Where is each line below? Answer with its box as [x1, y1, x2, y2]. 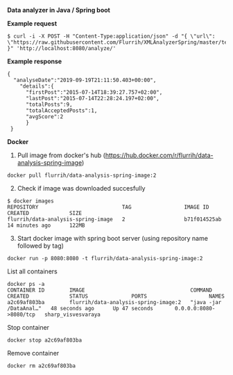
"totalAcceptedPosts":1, [25, 107, 98, 114]
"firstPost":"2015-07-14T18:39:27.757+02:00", [25, 89, 163, 96]
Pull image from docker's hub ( [17, 151, 106, 159]
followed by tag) [17, 241, 64, 250]
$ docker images [7, 198, 54, 205]
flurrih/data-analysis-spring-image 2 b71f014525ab [7, 216, 222, 223]
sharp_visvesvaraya [44, 311, 101, 318]
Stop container [7, 324, 50, 331]
